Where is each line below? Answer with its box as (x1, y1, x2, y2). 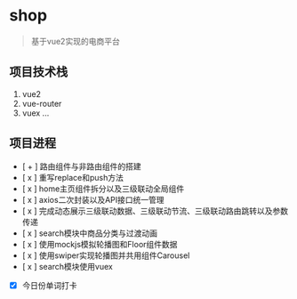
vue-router (21, 98, 62, 109)
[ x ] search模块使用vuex (21, 261, 113, 271)
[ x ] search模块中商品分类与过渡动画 (21, 228, 158, 238)
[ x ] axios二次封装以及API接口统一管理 (21, 194, 165, 205)
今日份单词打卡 (21, 279, 77, 290)
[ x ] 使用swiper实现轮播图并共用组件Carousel (21, 250, 190, 261)
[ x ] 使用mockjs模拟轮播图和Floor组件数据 (21, 238, 178, 249)
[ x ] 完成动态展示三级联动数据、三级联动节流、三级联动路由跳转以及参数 (21, 206, 289, 216)
